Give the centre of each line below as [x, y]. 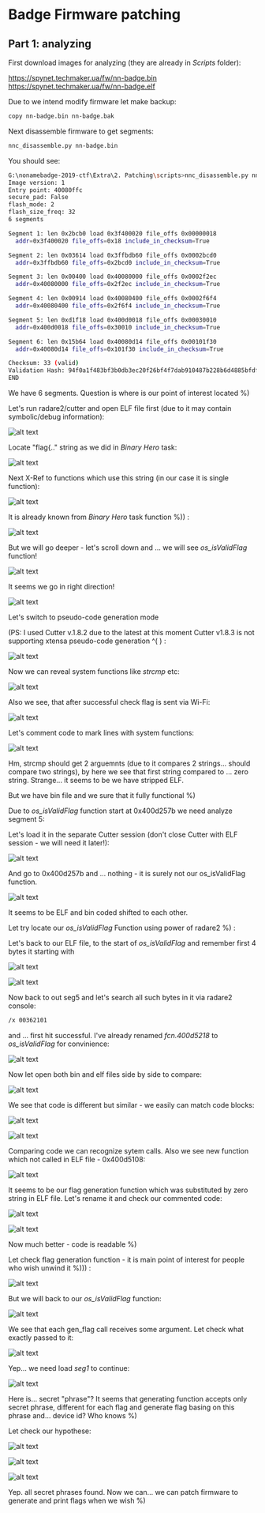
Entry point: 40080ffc [45, 190]
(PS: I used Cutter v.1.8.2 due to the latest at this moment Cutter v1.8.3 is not [131, 632]
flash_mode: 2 [32, 205]
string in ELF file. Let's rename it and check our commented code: [115, 1198]
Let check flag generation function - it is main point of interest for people [127, 1259]
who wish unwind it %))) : [50, 1268]
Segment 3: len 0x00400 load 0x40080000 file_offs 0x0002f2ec [112, 277]
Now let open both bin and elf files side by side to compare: [105, 1074]
